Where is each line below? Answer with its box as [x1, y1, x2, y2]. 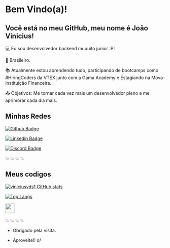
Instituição [5, 80, 27, 86]
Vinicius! [5, 31, 35, 40]
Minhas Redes [5, 112, 51, 121]
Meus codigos [5, 170, 51, 179]
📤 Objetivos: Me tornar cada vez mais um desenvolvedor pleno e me [5, 90, 150, 96]
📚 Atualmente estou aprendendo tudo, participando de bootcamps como [5, 67, 159, 73]
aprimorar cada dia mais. [5, 97, 57, 103]
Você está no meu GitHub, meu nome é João [5, 24, 148, 32]
